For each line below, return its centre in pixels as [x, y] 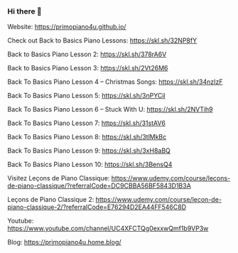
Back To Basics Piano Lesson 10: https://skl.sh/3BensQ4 [90, 165]
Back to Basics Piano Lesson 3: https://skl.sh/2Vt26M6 [88, 68]
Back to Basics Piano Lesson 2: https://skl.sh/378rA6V [87, 54]
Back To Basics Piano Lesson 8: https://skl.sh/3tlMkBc [87, 137]
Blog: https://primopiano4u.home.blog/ [65, 242]
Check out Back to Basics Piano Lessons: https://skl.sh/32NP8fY [102, 41]
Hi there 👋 [25, 11]
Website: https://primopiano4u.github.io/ [67, 27]
